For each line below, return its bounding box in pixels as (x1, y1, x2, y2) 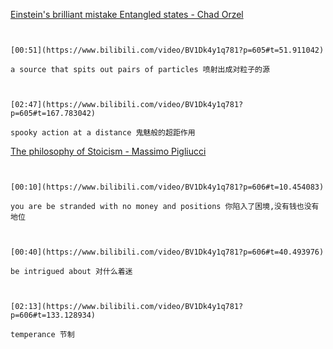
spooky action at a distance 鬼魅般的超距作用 (10, 128, 196, 138)
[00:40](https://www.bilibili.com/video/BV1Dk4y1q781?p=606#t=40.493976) (10, 247, 325, 257)
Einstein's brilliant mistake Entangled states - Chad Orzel (10, 9, 244, 20)
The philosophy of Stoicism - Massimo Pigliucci (10, 145, 207, 157)
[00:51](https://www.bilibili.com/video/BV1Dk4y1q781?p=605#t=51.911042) (10, 45, 325, 55)
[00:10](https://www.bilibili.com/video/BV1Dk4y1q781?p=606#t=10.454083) (10, 182, 325, 192)
